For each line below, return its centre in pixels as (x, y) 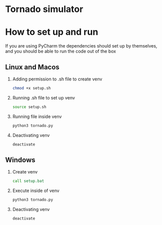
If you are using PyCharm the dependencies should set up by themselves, (81, 46)
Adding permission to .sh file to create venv (57, 79)
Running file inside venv (37, 116)
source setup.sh (29, 107)
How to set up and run (52, 32)
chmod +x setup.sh (31, 88)
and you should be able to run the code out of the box (61, 51)
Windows (20, 160)
